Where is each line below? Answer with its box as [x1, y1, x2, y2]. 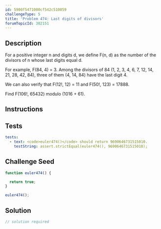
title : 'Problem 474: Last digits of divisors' [5, 16, 104, 21]
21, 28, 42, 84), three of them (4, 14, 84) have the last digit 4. [5, 72, 128, 78]
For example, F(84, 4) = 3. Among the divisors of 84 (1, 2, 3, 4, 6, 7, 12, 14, [5, 67, 154, 73]
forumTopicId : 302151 [5, 21, 49, 26]
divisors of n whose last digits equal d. [5, 57, 83, 63]
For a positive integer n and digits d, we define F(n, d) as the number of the [5, 52, 157, 58]
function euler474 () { [5, 170, 51, 176]
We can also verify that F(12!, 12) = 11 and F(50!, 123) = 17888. [5, 81, 130, 87]
